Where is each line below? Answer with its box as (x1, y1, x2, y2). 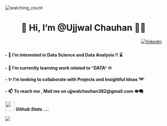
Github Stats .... (15, 106, 49, 112)
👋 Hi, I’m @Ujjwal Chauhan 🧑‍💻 (21, 22, 146, 34)
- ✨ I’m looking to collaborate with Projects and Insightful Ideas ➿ (5, 76, 144, 82)
